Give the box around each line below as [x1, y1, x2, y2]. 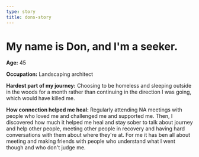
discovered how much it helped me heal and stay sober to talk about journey [6, 119, 193, 126]
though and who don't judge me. [6, 144, 86, 151]
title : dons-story [6, 14, 52, 20]
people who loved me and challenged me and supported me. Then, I [6, 113, 173, 120]
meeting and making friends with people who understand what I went [6, 137, 176, 145]
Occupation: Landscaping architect [6, 71, 94, 78]
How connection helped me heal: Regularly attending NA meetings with [6, 106, 182, 113]
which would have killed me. [6, 95, 75, 102]
